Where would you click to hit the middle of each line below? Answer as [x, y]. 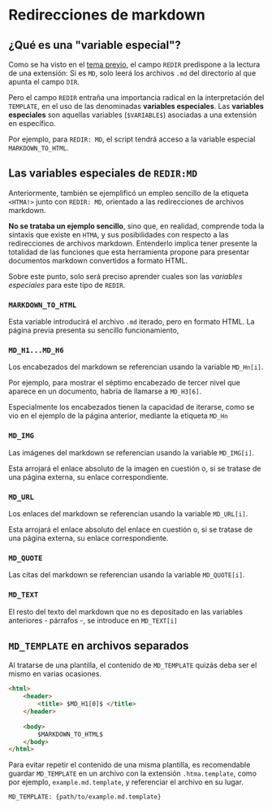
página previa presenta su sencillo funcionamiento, [94, 330]
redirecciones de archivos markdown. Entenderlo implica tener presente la [133, 243]
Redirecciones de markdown [107, 15]
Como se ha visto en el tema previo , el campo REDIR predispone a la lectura [134, 64]
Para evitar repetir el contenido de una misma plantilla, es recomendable [130, 765]
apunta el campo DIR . [44, 82]
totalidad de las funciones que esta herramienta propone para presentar [129, 252]
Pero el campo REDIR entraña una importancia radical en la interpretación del [136, 98]
